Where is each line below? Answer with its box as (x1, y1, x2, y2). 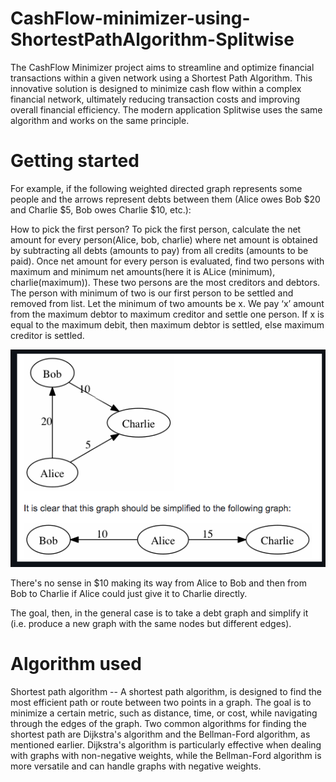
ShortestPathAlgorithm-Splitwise (10, 28, 295, 51)
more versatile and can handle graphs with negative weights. (10, 760, 262, 772)
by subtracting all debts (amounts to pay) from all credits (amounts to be (10, 244, 309, 256)
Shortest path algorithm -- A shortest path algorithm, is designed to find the (10, 685, 322, 697)
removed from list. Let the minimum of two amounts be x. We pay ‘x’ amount (10, 297, 325, 309)
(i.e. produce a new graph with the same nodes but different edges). (10, 617, 292, 629)
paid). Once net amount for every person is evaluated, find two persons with (10, 255, 325, 267)
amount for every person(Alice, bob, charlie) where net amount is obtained (10, 233, 318, 246)
